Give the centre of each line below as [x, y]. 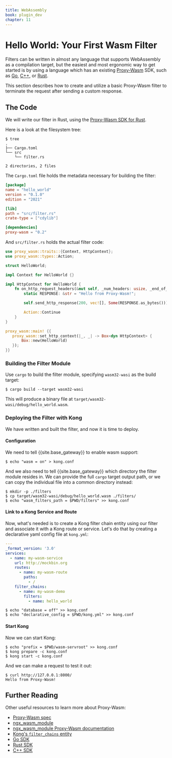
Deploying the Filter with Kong [44, 418]
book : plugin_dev [24, 15]
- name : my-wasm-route [43, 572]
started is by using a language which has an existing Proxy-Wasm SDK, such [86, 70]
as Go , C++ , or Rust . [27, 76]
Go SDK [21, 739]
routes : [23, 568]
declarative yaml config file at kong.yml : [47, 534]
